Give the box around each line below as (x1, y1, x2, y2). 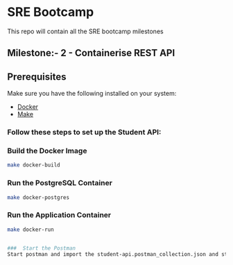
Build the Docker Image (7, 146, 87, 155)
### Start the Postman (7, 244, 76, 252)
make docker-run (7, 226, 54, 233)
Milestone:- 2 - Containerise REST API (7, 47, 175, 59)
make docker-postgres (7, 194, 70, 201)
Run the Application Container (7, 210, 112, 220)
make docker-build (7, 162, 60, 169)
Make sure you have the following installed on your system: (7, 89, 177, 98)
